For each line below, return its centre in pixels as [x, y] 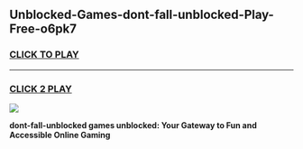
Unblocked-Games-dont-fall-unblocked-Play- [142, 15]
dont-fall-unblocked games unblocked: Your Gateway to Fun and [133, 125]
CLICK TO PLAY [44, 55]
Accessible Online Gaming [60, 135]
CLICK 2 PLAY [41, 88]
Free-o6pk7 [43, 29]
